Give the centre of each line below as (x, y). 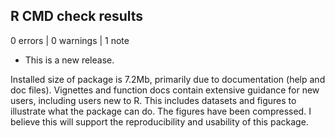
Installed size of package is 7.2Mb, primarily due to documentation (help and (168, 79)
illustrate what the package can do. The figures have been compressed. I (161, 111)
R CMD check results (77, 16)
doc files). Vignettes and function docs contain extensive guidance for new (165, 90)
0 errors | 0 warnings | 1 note (70, 40)
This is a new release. (69, 60)
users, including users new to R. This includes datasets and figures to (153, 100)
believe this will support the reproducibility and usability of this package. (159, 121)
